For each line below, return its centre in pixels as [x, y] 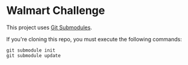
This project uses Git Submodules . [49, 27]
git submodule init [31, 50]
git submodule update [34, 55]
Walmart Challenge [55, 11]
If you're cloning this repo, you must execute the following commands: [94, 39]
